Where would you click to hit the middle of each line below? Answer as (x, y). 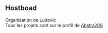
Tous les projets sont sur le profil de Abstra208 (54, 25)
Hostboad (21, 8)
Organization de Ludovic (31, 20)
